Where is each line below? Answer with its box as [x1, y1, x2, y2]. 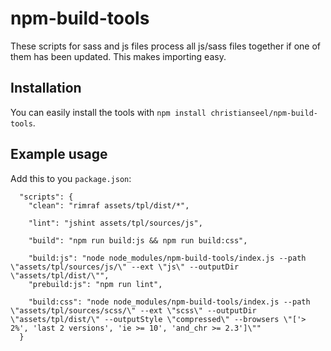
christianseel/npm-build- [210, 108, 318, 118]
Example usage [10, 146, 108, 163]
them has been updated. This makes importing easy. [10, 50, 227, 62]
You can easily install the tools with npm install [10, 106, 207, 118]
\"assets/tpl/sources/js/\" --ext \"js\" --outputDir [10, 262, 240, 272]
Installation [10, 80, 82, 97]
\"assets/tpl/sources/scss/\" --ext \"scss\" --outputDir [10, 305, 257, 316]
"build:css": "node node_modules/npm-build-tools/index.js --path [28, 297, 311, 307]
